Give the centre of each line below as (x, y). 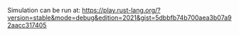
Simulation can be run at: (44, 10)
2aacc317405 (27, 25)
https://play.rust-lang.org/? (121, 10)
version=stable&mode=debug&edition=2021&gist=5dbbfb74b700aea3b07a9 (119, 18)
